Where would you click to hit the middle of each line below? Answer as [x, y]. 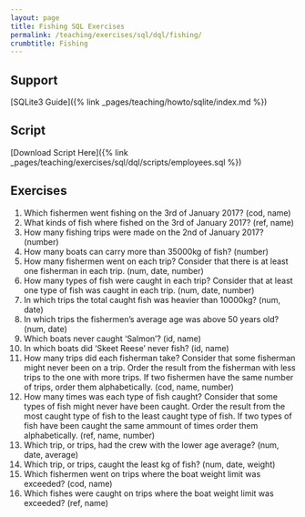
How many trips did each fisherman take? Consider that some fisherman [159, 358]
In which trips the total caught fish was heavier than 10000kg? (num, [152, 299]
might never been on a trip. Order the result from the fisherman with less [159, 367]
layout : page [35, 18]
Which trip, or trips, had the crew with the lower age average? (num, [151, 445]
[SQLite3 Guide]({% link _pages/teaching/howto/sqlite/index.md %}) [139, 102]
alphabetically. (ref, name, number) [89, 435]
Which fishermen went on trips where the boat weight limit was [142, 473]
